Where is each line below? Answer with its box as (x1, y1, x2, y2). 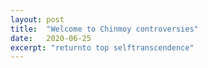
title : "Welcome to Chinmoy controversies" (10, 24, 199, 34)
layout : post (10, 14, 65, 25)
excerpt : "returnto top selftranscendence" (10, 42, 195, 53)
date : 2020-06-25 (10, 33, 92, 43)
